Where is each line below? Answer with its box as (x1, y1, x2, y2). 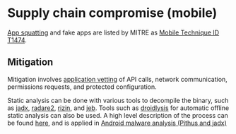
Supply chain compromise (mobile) (7, 5, 218, 21)
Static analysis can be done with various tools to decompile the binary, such (7, 96, 229, 104)
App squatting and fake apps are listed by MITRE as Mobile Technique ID (7, 28, 220, 37)
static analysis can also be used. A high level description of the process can (7, 111, 228, 119)
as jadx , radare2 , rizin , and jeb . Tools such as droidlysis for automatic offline (7, 104, 230, 112)
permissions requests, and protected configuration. (7, 83, 157, 91)
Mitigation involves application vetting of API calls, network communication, (7, 75, 228, 83)
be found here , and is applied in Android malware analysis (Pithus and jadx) (7, 118, 228, 127)
